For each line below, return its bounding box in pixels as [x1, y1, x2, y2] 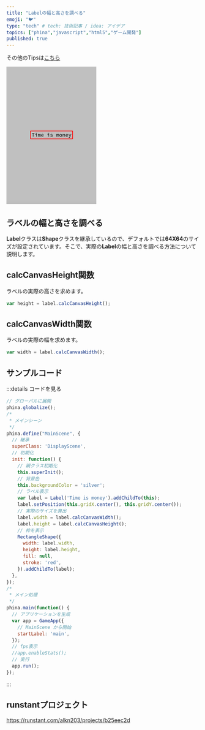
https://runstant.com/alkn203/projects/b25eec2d [6, 717, 130, 724]
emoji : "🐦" [6, 16, 37, 23]
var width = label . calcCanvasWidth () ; [6, 349, 105, 355]
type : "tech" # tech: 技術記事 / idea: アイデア [6, 23, 125, 29]
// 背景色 [17, 475, 40, 482]
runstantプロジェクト [6, 700, 89, 710]
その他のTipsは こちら [6, 54, 61, 61]
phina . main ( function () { [6, 605, 70, 611]
